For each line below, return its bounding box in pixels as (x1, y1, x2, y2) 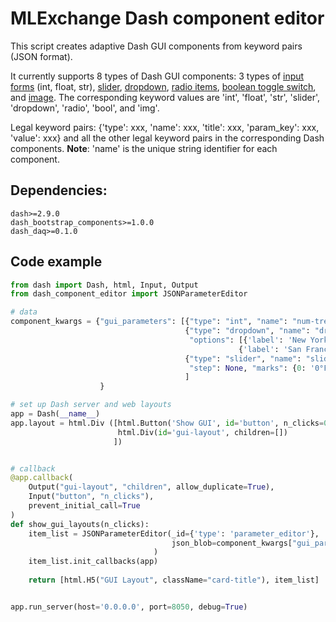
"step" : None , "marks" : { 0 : (189, 363, 307, 373)
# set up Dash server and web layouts (10, 400, 172, 410)
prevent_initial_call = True (28, 501, 141, 511)
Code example (10, 253, 103, 271)
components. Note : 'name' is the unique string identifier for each (10, 142, 278, 154)
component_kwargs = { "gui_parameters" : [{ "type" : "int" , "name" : (10, 317, 288, 327)
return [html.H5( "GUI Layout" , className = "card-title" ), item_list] (28, 575, 320, 586)
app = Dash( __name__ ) (10, 409, 101, 419)
